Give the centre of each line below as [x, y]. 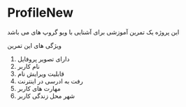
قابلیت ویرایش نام [41, 74]
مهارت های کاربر [39, 88]
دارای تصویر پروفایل [43, 59]
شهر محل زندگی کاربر [46, 96]
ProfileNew [40, 13]
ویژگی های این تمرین [34, 45]
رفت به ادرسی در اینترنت [50, 81]
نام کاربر [28, 66]
